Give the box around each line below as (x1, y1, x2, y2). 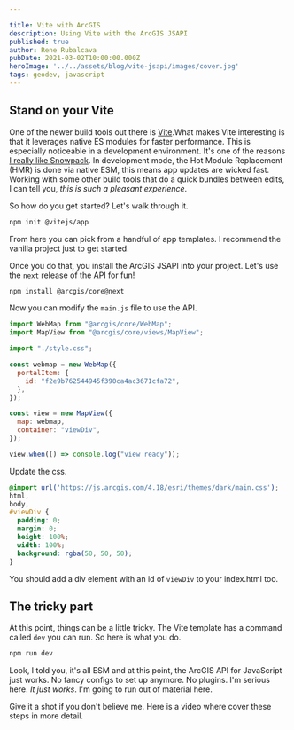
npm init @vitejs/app (9, 217, 89, 226)
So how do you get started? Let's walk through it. (9, 200, 189, 211)
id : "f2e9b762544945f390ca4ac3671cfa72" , (25, 376, 180, 386)
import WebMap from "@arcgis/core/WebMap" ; (9, 320, 173, 329)
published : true (9, 37, 69, 46)
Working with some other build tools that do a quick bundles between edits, (9, 174, 285, 184)
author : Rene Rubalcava (9, 45, 97, 54)
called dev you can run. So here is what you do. (9, 632, 182, 643)
